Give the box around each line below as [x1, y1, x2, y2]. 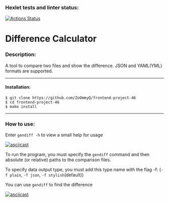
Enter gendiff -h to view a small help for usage [5, 132, 103, 138]
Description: [5, 51, 36, 58]
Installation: [5, 84, 31, 90]
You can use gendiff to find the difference [5, 182, 93, 188]
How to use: [5, 120, 35, 127]
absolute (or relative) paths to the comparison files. [5, 157, 112, 163]
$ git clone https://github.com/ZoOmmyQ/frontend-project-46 [5, 95, 136, 100]
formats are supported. [5, 68, 53, 74]
